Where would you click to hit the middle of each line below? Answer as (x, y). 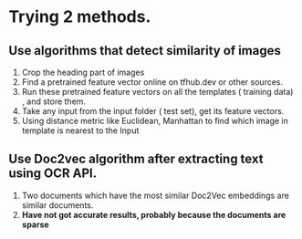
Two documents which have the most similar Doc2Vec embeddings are (155, 195)
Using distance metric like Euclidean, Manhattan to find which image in (155, 121)
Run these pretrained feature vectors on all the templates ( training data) (157, 92)
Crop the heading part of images (83, 72)
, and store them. (54, 101)
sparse (35, 224)
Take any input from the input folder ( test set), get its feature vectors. (153, 111)
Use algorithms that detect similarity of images (145, 51)
